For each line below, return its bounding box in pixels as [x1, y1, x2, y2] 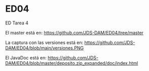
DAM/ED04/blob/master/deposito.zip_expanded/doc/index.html [5, 60, 138, 66]
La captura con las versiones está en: [5, 39, 84, 46]
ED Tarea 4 [5, 20, 29, 26]
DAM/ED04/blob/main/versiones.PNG [5, 45, 84, 51]
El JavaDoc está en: [5, 54, 47, 61]
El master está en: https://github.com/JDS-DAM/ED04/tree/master [5, 29, 143, 35]
